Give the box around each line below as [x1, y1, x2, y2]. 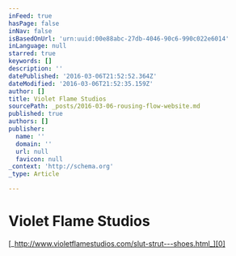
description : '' [8, 65, 63, 73]
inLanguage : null [8, 42, 67, 50]
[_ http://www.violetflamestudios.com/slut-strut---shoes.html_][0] [8, 238, 226, 248]
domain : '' [15, 139, 53, 148]
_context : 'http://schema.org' [8, 163, 114, 171]
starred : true [8, 49, 57, 58]
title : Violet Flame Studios [8, 95, 107, 103]
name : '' [15, 132, 45, 140]
